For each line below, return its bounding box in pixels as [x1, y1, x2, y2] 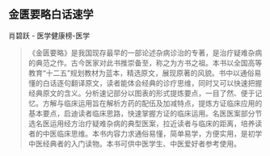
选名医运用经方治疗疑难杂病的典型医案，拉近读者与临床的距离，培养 [27, 118, 255, 128]
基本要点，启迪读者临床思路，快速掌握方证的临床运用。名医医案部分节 [27, 108, 263, 118]
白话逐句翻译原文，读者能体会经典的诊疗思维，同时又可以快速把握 [42, 78, 263, 87]
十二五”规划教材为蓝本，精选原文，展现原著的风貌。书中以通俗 [45, 68, 255, 78]
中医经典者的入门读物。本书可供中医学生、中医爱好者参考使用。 [27, 138, 241, 148]
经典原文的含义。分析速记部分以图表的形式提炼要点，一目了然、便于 [27, 88, 255, 98]
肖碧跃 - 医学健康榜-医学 [8, 31, 91, 40]
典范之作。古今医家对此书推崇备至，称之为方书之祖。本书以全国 [35, 57, 248, 67]
